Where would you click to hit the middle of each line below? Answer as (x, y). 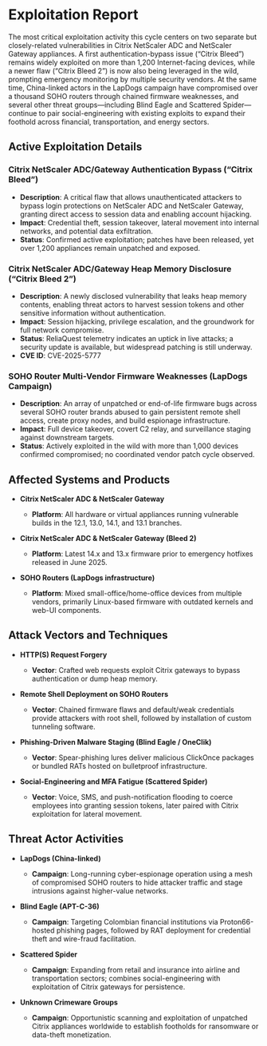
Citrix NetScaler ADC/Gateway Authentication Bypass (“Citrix (131, 169)
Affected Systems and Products (89, 480)
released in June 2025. (69, 563)
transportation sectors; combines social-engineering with (126, 978)
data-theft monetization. (71, 1034)
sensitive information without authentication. (93, 312)
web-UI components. (67, 610)
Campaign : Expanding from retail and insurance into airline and (136, 969)
